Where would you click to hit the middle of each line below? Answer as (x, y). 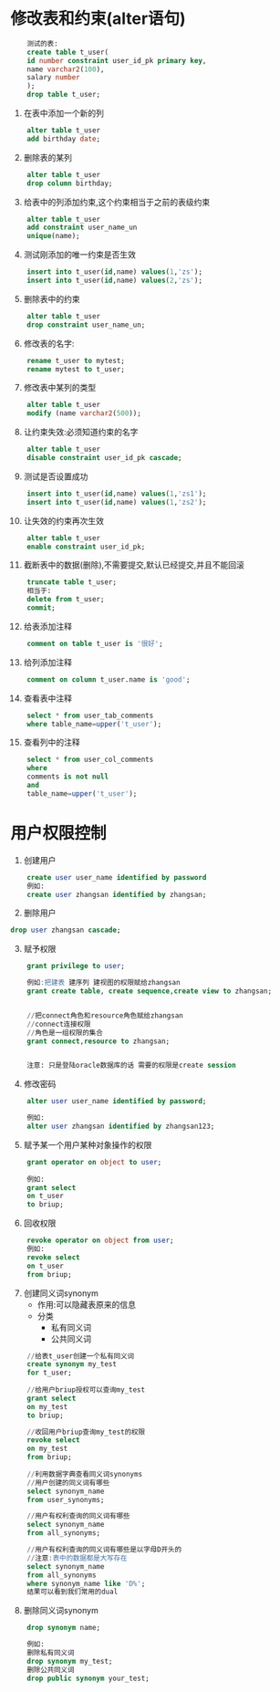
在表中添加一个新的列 (63, 113)
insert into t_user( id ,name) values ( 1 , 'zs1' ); (117, 494)
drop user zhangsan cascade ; (66, 930)
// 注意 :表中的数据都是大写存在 (77, 1558)
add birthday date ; (64, 139)
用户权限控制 (59, 833)
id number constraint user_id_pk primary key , (117, 60)
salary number (53, 78)
